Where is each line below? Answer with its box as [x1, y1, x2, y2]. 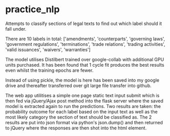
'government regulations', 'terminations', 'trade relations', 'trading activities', [5, 41, 165, 47]
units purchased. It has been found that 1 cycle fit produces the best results [5, 62, 165, 68]
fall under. [5, 25, 27, 32]
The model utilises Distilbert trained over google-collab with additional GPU [5, 56, 164, 62]
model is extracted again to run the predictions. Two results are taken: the [5, 103, 161, 109]
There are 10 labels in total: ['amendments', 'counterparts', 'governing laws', [5, 36, 165, 42]
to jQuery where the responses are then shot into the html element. [5, 125, 147, 131]
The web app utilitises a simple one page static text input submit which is [5, 92, 160, 98]
